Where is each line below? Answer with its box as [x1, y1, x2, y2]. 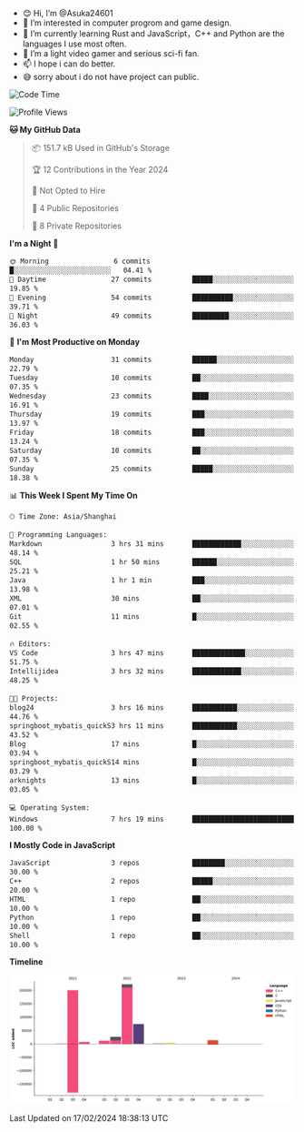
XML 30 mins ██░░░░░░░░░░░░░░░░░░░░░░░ [9, 594, 295, 603]
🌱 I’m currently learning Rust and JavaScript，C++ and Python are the [22, 28, 285, 39]
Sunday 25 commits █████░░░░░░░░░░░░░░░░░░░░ [9, 464, 295, 473]
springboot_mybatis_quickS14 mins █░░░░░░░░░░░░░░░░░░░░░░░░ [9, 758, 295, 767]
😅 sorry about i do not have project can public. [22, 72, 200, 82]
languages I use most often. [22, 38, 127, 49]
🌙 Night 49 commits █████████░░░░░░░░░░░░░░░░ [9, 311, 295, 320]
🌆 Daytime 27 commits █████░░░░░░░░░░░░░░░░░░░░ [9, 275, 295, 284]
